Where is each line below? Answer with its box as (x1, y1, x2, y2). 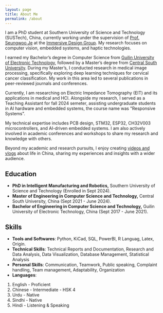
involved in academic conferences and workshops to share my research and (5, 130, 158, 137)
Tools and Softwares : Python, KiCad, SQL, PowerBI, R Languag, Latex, (12, 236, 154, 242)
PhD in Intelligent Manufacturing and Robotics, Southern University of (12, 183, 156, 188)
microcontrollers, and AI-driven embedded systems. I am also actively (5, 125, 145, 131)
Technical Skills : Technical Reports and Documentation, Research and (12, 246, 154, 252)
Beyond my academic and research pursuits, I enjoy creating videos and (5, 145, 150, 151)
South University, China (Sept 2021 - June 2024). (12, 198, 111, 204)
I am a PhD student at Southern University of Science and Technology (5, 30, 145, 36)
